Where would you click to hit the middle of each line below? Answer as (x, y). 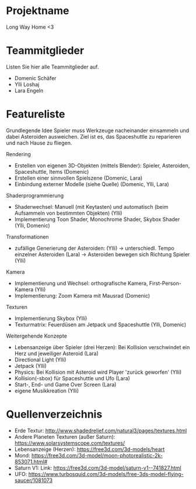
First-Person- (165, 283)
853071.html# (31, 462)
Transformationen (27, 237)
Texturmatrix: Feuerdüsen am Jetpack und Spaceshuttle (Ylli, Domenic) (100, 324)
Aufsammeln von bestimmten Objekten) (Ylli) (68, 213)
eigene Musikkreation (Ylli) (47, 391)
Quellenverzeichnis (54, 414)
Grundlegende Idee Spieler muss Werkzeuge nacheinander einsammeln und (98, 130)
